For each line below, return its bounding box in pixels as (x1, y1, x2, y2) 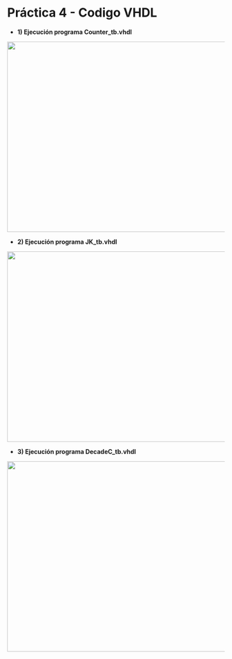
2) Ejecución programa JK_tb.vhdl (17, 237, 117, 246)
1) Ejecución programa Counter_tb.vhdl (17, 28, 133, 36)
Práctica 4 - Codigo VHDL (7, 5, 157, 21)
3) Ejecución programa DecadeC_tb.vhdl (17, 447, 137, 455)
